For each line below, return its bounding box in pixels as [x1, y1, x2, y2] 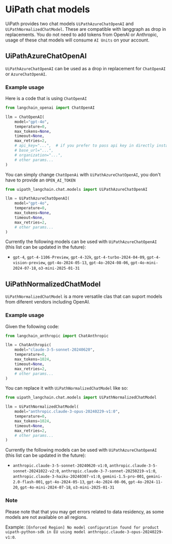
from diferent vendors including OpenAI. [5, 299, 91, 305]
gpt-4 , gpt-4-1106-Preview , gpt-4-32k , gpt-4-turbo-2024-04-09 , [12, 254, 146, 260]
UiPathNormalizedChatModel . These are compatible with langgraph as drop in [5, 26, 166, 32]
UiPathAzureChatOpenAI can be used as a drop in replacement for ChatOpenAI [5, 65, 166, 71]
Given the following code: [5, 323, 59, 329]
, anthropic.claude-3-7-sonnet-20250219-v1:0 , [58, 468, 157, 474]
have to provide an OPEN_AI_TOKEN [5, 177, 76, 183]
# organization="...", [14, 152, 63, 157]
